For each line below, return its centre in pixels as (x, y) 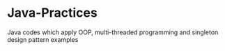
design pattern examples (43, 39)
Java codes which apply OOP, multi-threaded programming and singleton (113, 32)
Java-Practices (52, 13)
